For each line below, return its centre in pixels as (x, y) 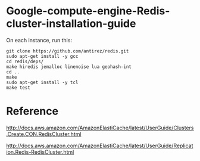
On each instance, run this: (39, 40)
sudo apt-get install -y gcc (42, 56)
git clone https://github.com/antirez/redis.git (68, 51)
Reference (32, 111)
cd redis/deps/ (25, 61)
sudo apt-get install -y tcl (42, 82)
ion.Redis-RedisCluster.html (40, 152)
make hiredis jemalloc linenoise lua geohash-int (69, 67)
